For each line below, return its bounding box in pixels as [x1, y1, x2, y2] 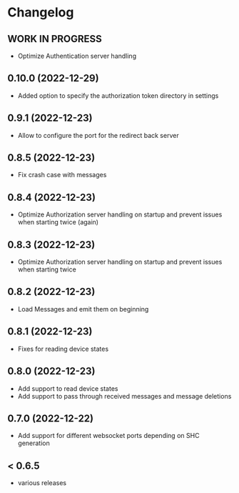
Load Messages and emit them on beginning [17, 304, 149, 313]
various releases [17, 479, 66, 487]
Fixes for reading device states [17, 344, 109, 353]
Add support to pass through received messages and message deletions [17, 392, 232, 400]
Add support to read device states [17, 384, 118, 393]
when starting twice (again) [17, 218, 98, 226]
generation [17, 439, 50, 447]
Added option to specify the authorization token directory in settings [17, 91, 219, 100]
